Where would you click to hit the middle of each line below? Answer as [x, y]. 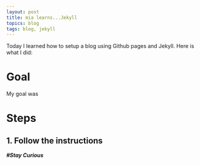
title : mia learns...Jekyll [42, 18]
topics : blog [23, 23]
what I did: [19, 53]
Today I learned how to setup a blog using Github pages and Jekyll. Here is [100, 46]
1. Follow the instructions [55, 140]
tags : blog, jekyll [31, 29]
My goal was [22, 94]
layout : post [23, 12]
